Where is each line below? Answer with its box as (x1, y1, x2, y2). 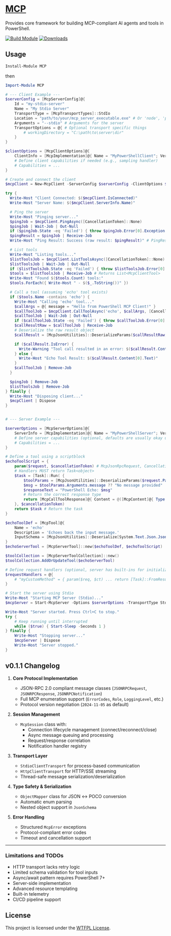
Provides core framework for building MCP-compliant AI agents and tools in (5, 20, 164, 26)
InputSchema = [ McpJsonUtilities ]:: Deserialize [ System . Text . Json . (14, 535, 158, 540)
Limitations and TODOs (5, 852, 64, 859)
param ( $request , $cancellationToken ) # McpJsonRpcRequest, (14, 464, 142, 469)
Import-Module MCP (5, 83, 44, 88)
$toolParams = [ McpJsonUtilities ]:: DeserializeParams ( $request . (23, 478, 163, 483)
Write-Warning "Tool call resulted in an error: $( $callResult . (18, 346, 158, 351)
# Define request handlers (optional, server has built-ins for (5, 567, 145, 572)
